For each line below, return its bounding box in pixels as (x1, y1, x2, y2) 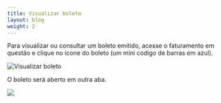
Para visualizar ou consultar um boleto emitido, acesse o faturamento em (7, 42, 215, 50)
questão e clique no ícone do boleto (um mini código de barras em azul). (7, 49, 213, 57)
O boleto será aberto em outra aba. (7, 76, 107, 84)
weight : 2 (7, 23, 36, 30)
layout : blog (7, 16, 45, 23)
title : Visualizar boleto (7, 10, 81, 17)
